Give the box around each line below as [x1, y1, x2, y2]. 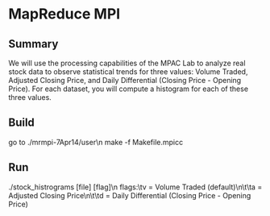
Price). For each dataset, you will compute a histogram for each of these [8, 84, 248, 93]
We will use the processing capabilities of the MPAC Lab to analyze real [8, 58, 246, 68]
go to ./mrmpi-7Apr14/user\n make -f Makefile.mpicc [8, 137, 184, 147]
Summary [8, 37, 59, 51]
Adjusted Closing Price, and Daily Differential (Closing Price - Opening [8, 76, 242, 85]
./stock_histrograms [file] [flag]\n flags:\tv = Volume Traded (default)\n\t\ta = [8, 182, 263, 192]
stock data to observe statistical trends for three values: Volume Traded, [8, 67, 248, 77]
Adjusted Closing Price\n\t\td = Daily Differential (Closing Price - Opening [8, 190, 251, 200]
